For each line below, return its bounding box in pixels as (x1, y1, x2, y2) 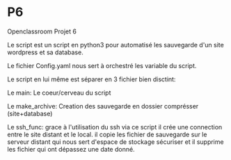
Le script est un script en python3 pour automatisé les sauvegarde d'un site (7, 40, 224, 49)
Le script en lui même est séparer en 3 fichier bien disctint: (7, 74, 176, 83)
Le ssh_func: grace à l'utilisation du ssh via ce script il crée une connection (7, 122, 223, 131)
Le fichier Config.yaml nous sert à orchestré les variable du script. (7, 61, 197, 70)
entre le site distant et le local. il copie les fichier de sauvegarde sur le (7, 130, 207, 138)
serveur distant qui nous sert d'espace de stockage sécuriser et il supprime (7, 137, 224, 146)
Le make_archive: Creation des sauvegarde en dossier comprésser (7, 102, 199, 110)
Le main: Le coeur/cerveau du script (7, 88, 111, 97)
